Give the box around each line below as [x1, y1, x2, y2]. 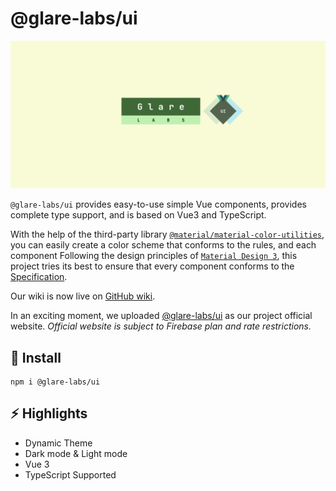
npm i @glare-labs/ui [10, 377, 101, 387]
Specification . [10, 271, 68, 283]
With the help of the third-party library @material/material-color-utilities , [10, 228, 325, 241]
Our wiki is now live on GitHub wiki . [10, 290, 156, 302]
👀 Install [10, 349, 62, 366]
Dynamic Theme [24, 437, 93, 449]
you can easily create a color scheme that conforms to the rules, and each [10, 239, 317, 251]
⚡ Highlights [10, 405, 88, 422]
